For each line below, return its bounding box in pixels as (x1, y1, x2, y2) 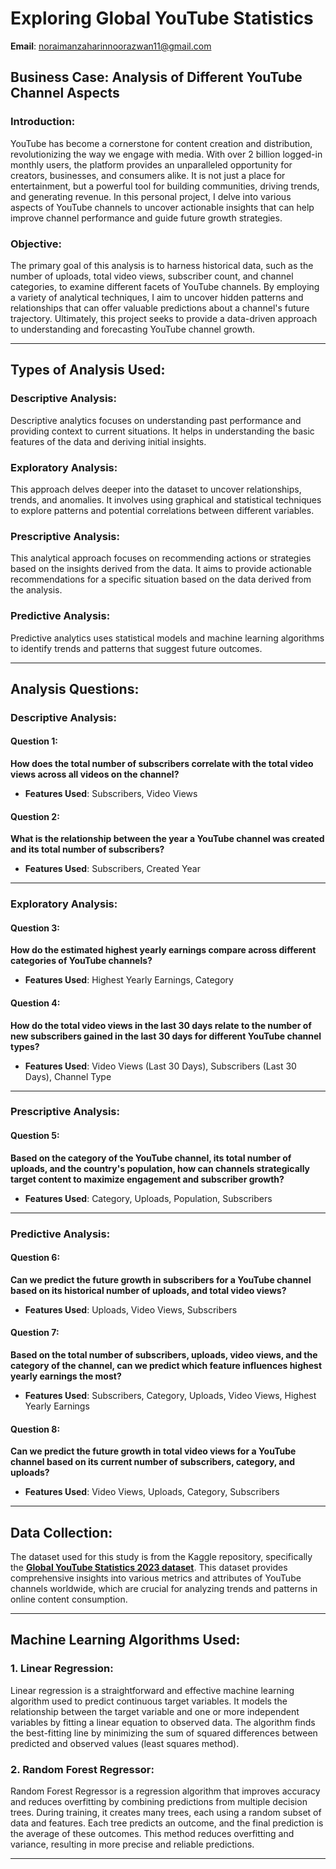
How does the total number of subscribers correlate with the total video (10, 758, 314, 770)
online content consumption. (10, 1593, 128, 1606)
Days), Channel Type (24, 1070, 112, 1082)
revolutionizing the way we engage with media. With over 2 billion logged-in (10, 148, 323, 160)
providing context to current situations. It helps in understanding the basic (10, 425, 315, 437)
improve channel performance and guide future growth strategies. (10, 212, 283, 224)
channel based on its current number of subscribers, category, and (10, 1456, 296, 1468)
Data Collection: (10, 1524, 113, 1541)
